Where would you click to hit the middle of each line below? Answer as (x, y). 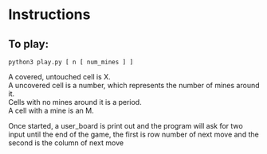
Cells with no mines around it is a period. (75, 102)
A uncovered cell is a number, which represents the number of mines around (134, 85)
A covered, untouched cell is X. (60, 77)
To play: (29, 44)
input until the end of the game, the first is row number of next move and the (133, 134)
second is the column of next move (66, 143)
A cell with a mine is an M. (51, 110)
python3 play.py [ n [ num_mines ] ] (71, 62)
